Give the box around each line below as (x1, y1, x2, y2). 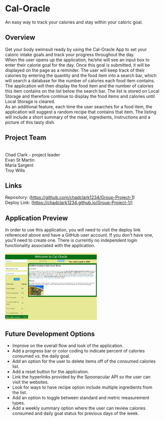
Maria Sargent (5, 162, 34, 168)
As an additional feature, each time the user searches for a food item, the (5, 103, 153, 109)
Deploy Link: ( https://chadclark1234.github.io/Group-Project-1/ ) (5, 199, 133, 206)
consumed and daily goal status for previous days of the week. (12, 410, 140, 417)
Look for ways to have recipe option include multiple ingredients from (12, 384, 153, 390)
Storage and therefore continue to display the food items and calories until (5, 93, 155, 99)
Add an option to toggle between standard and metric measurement (12, 395, 149, 401)
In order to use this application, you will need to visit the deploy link (5, 227, 141, 233)
